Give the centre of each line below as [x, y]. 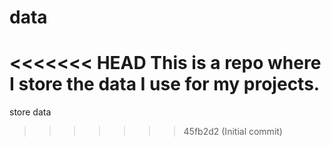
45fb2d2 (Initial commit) [233, 132]
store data [30, 112]
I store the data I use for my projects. [165, 84]
